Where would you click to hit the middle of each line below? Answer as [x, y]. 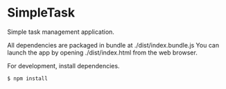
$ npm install [28, 78]
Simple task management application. [61, 32]
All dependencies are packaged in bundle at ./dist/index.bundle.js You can [113, 45]
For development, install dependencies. [63, 66]
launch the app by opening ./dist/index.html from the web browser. [102, 52]
